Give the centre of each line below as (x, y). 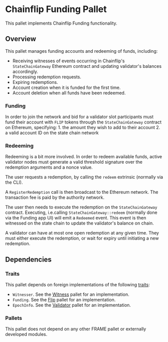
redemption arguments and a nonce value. (49, 167)
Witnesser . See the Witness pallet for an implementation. (71, 294)
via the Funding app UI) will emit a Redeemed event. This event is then (76, 218)
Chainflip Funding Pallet (56, 9)
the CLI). (14, 182)
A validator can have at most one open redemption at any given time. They (82, 233)
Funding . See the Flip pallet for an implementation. (64, 300)
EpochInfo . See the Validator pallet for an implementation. (72, 305)
